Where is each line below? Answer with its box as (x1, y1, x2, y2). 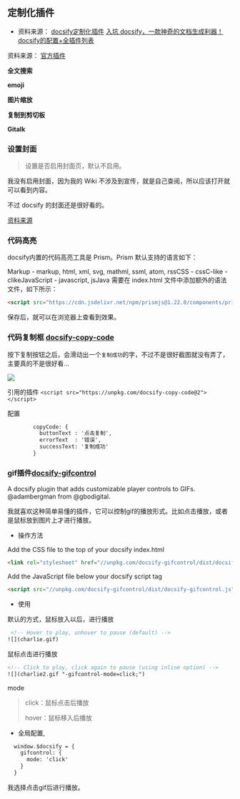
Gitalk (7, 124, 26, 134)
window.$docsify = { (14, 743, 75, 750)
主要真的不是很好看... (7, 359, 70, 368)
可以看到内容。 (7, 186, 51, 194)
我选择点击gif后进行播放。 (7, 783, 84, 791)
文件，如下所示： (7, 285, 58, 293)
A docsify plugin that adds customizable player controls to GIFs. (7, 485, 196, 493)
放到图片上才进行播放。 (26, 516, 95, 525)
